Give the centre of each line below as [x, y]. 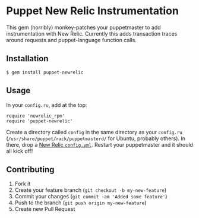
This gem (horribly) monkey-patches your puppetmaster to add [84, 27]
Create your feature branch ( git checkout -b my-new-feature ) [91, 190]
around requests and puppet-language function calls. [71, 40]
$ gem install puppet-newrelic [45, 72]
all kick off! [20, 151]
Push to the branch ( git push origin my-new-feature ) [80, 203]
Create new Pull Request [45, 209]
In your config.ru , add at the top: [47, 105]
